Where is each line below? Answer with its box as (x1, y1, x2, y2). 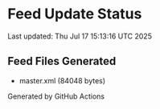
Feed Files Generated (7, 54, 117, 68)
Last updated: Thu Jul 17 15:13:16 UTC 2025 (7, 31, 152, 41)
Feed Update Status (7, 5, 142, 23)
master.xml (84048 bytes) (18, 75, 106, 85)
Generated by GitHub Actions (7, 91, 105, 101)
